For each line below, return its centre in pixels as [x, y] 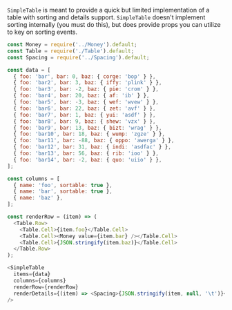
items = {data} [32, 274]
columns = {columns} [40, 280]
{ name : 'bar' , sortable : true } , [63, 192]
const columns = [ [33, 179]
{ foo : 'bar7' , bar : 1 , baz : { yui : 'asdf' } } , [85, 115]
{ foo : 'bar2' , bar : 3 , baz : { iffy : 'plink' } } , [88, 83]
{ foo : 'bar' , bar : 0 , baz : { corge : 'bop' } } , [85, 76]
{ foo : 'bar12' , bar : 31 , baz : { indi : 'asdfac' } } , [92, 147]
